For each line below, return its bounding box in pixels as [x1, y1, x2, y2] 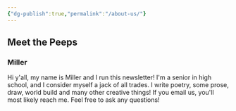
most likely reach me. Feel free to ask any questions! [7, 96, 160, 104]
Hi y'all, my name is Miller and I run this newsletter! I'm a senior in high [7, 73, 212, 81]
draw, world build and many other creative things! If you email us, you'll [7, 89, 214, 97]
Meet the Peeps [7, 37, 77, 48]
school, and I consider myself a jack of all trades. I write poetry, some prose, [7, 81, 229, 89]
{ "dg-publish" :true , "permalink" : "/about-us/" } [7, 10, 147, 18]
